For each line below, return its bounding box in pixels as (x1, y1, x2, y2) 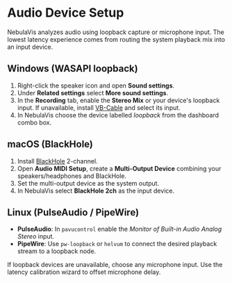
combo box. (17, 118, 52, 127)
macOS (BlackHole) (7, 138, 94, 150)
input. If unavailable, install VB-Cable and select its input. (17, 103, 181, 112)
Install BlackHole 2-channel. (17, 156, 99, 165)
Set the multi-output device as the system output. (17, 179, 160, 187)
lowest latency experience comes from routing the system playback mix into (7, 35, 226, 43)
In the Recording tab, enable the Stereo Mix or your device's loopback (17, 96, 220, 104)
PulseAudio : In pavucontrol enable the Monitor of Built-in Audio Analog (17, 225, 222, 234)
